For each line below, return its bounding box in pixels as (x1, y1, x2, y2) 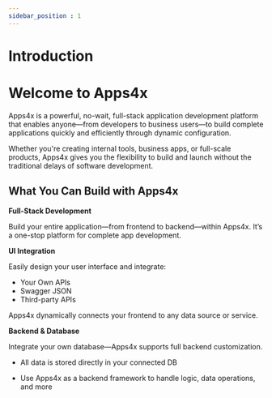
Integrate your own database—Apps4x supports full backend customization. (8, 341, 263, 351)
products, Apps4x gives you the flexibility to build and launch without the (8, 152, 253, 162)
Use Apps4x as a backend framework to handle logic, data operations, (19, 373, 256, 383)
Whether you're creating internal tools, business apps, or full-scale (8, 143, 232, 153)
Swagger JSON (19, 285, 72, 296)
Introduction (8, 46, 94, 65)
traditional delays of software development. (8, 160, 154, 170)
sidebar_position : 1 (8, 11, 82, 20)
